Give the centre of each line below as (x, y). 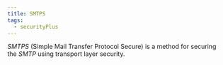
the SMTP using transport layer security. (66, 54)
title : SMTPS (27, 14)
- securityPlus (36, 27)
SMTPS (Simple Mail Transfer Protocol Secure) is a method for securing (112, 47)
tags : (15, 20)
